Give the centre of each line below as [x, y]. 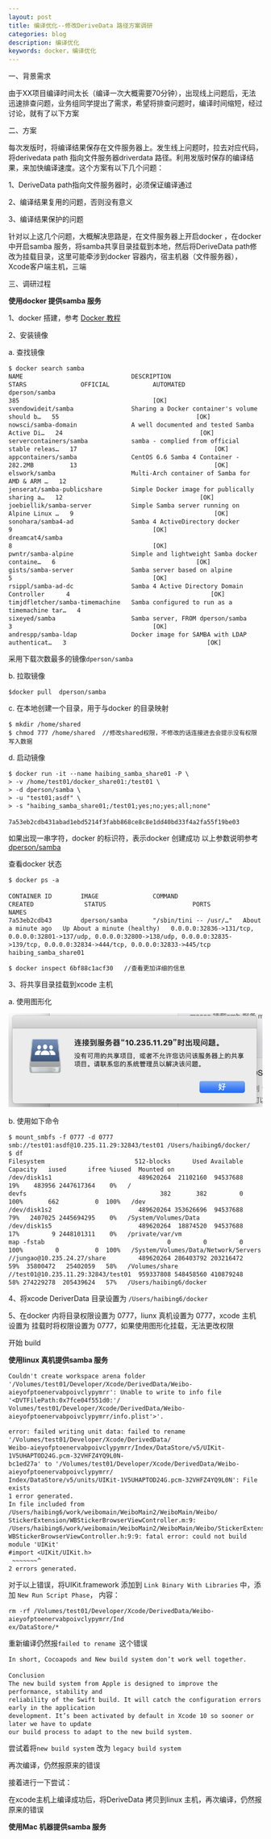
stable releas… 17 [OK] [119, 449]
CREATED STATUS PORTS [110, 905]
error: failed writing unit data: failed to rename [97, 1432]
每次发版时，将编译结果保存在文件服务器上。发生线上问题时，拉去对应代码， [135, 148]
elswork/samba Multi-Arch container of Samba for [129, 473]
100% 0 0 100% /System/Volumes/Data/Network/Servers [135, 1250]
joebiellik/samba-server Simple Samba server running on [124, 506]
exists [19, 1488]
